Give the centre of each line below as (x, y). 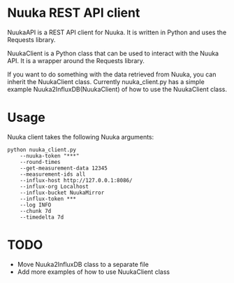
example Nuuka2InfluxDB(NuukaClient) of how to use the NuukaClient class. (117, 89)
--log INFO (36, 205)
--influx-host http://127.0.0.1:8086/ (76, 180)
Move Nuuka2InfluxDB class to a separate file (83, 264)
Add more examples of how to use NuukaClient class (93, 272)
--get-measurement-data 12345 (64, 168)
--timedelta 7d (42, 217)
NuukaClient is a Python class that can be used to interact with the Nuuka (113, 53)
